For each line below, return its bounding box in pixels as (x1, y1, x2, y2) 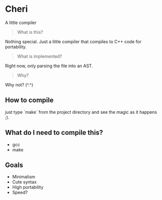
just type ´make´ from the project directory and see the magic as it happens (5, 109, 158, 115)
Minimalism (12, 174, 36, 180)
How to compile (5, 96, 54, 104)
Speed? (12, 190, 28, 196)
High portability (12, 184, 44, 190)
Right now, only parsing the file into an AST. (5, 63, 93, 69)
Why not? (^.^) (5, 82, 33, 88)
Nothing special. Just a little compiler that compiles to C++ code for (5, 38, 142, 45)
